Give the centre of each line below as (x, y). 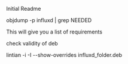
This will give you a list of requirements (54, 32)
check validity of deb (32, 43)
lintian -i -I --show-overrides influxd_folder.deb (64, 55)
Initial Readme (24, 9)
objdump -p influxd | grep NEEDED (49, 20)
